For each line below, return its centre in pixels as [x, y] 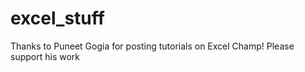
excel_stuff [57, 18]
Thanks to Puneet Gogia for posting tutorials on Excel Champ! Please [152, 46]
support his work [45, 56]
